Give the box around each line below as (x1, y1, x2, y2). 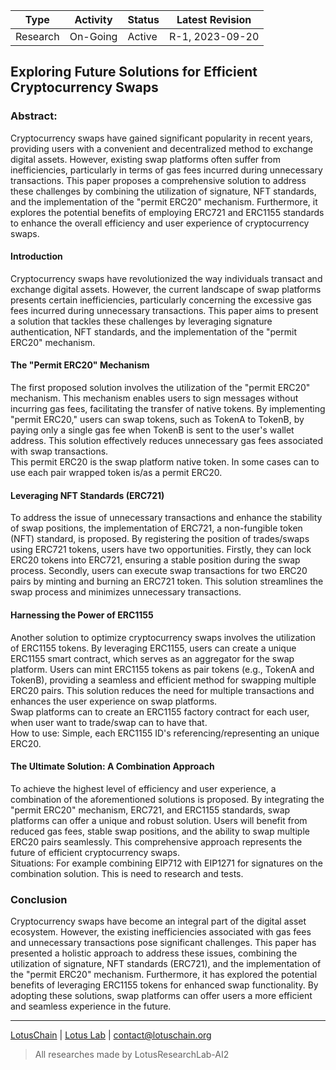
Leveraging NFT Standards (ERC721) (10, 489, 165, 501)
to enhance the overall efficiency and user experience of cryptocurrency (10, 217, 310, 229)
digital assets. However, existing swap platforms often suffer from (10, 153, 281, 165)
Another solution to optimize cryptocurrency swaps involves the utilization (10, 631, 316, 643)
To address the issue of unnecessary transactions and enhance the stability (10, 512, 323, 524)
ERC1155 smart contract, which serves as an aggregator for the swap (10, 652, 295, 664)
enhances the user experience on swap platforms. (10, 695, 218, 707)
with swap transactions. (10, 445, 109, 458)
